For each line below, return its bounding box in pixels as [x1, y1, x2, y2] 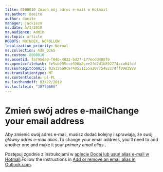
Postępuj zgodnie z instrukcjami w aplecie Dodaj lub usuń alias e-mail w [5, 152, 149, 157]
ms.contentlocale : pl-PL [5, 75, 55, 80]
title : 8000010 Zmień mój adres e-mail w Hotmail [5, 7, 108, 12]
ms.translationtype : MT [5, 71, 54, 76]
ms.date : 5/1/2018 [5, 25, 42, 30]
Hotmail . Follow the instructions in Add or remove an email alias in [5, 156, 136, 162]
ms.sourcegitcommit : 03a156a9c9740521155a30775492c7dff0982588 [5, 66, 136, 71]
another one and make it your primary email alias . [5, 142, 106, 148]
